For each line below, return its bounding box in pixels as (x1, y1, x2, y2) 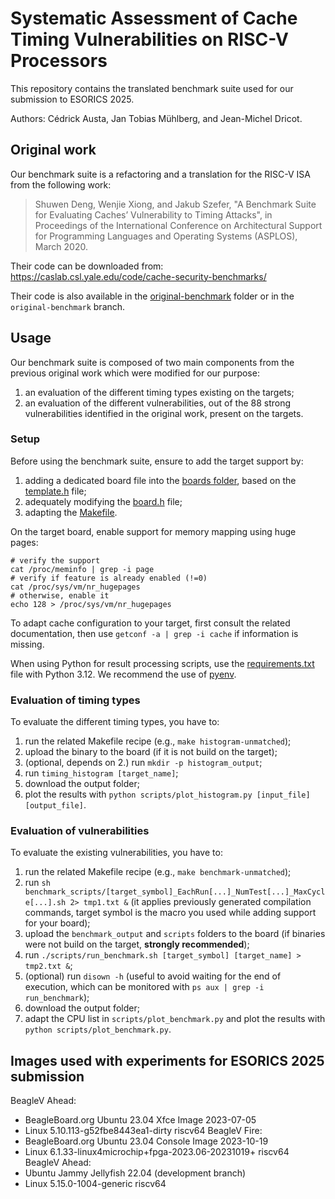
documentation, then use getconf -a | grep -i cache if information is (10, 627, 299, 639)
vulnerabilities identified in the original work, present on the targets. (24, 407, 304, 419)
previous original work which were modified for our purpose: (10, 367, 260, 379)
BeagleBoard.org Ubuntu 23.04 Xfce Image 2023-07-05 (24, 1114, 257, 1126)
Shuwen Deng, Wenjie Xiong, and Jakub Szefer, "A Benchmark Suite (34, 198, 317, 210)
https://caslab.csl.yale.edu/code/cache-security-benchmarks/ (10, 270, 267, 282)
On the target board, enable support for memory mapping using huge (10, 525, 297, 537)
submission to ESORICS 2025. (10, 93, 135, 105)
